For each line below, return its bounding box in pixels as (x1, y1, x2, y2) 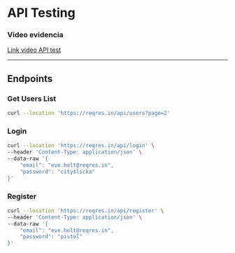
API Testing (7, 5, 76, 21)
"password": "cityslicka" (20, 168, 96, 175)
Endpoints (7, 72, 53, 85)
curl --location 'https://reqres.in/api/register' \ (7, 207, 164, 214)
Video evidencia (7, 30, 64, 40)
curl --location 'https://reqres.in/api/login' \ (7, 142, 155, 149)
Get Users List (7, 93, 57, 103)
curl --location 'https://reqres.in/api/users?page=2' (7, 110, 171, 117)
